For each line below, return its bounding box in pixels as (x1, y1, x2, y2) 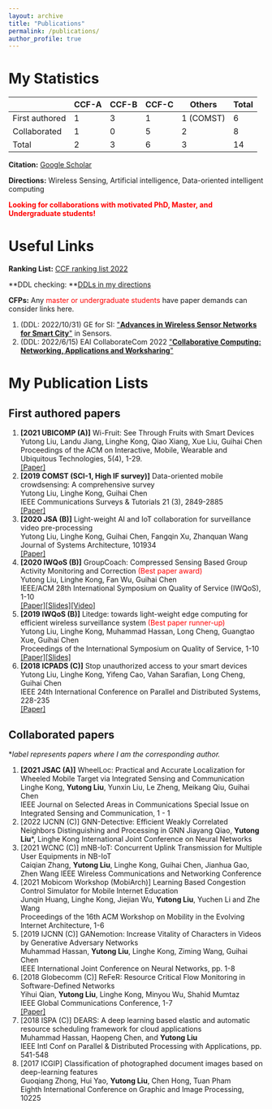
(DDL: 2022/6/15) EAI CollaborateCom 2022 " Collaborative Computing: (19, 337, 261, 347)
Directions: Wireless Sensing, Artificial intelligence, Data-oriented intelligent (8, 175, 264, 185)
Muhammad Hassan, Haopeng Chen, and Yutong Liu (19, 1033, 197, 1042)
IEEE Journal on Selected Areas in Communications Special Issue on (19, 799, 249, 809)
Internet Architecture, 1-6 (19, 920, 105, 930)
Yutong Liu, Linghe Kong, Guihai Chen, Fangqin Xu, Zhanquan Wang (19, 531, 248, 541)
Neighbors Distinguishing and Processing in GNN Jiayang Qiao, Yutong (19, 825, 260, 835)
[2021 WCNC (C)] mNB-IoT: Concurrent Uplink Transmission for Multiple (19, 843, 262, 852)
